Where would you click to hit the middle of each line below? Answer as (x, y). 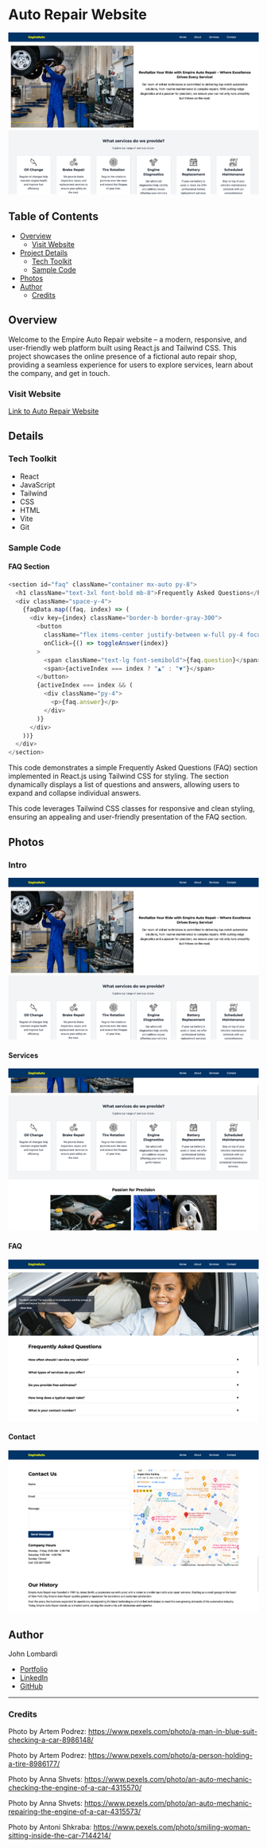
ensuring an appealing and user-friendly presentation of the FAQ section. (128, 817)
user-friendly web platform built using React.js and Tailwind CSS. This (122, 347)
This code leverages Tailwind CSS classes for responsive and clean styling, (132, 808)
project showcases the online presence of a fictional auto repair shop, (123, 356)
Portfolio (34, 1669)
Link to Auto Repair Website (54, 411)
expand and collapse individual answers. (75, 793)
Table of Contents (54, 217)
